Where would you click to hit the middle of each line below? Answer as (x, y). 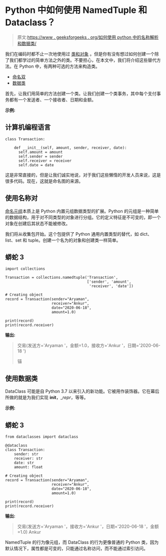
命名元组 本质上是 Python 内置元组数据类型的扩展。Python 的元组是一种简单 (82, 211)
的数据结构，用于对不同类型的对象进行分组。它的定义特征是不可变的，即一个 (83, 217)
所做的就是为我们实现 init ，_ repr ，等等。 (47, 398)
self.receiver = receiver (45, 161)
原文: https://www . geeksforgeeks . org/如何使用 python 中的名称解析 (88, 37)
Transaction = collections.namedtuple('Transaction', (62, 278)
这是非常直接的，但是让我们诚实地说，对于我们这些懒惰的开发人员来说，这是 (83, 175)
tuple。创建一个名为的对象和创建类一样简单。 (74, 240)
